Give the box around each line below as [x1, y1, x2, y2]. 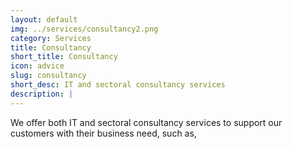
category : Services [10, 33, 92, 43]
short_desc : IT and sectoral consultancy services [10, 80, 226, 90]
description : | [10, 89, 74, 99]
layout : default [10, 14, 78, 25]
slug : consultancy [10, 71, 87, 81]
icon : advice [10, 61, 65, 71]
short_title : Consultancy [10, 52, 118, 62]
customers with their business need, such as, [10, 127, 197, 139]
